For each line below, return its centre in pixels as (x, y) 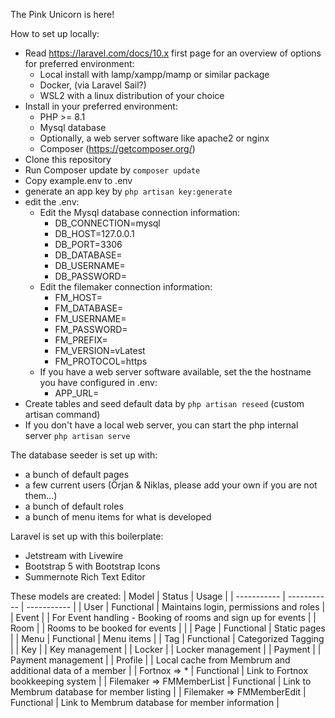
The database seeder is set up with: (84, 455)
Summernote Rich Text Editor (85, 577)
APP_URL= (77, 393)
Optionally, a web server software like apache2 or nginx (154, 138)
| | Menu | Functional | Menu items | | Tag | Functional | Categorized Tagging (167, 638)
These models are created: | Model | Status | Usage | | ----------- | (148, 596)
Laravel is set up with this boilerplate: (87, 536)
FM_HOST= (78, 297)
